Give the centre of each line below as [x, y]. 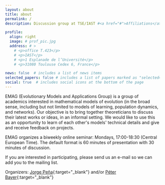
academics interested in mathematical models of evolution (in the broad [78, 101]
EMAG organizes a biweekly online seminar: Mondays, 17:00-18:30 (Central [81, 137]
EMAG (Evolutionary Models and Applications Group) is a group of [72, 96]
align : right [23, 37]
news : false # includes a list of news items [54, 73]
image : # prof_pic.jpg [33, 42]
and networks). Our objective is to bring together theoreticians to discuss [79, 112]
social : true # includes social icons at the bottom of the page [74, 82]
